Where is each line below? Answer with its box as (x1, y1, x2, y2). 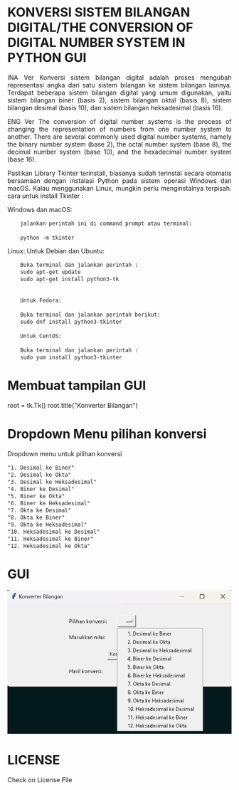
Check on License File (7, 775, 73, 784)
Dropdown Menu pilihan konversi (7, 426, 207, 442)
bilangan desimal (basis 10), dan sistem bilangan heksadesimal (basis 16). (7, 103, 223, 112)
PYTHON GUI (7, 50, 87, 66)
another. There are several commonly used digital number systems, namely (7, 132, 232, 141)
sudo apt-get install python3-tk (20, 275, 119, 283)
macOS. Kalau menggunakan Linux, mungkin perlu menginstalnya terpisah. (7, 184, 232, 192)
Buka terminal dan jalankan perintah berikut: (20, 311, 161, 318)
